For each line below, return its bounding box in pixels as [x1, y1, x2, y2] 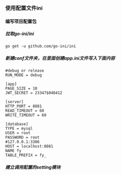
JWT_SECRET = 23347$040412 [5, 91, 63, 96]
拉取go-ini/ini [5, 31, 35, 37]
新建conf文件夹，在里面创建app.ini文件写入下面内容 [5, 55, 115, 62]
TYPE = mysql [5, 126, 33, 131]
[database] [5, 122, 28, 127]
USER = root [5, 131, 31, 136]
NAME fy [5, 149, 22, 154]
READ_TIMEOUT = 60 [5, 108, 44, 113]
